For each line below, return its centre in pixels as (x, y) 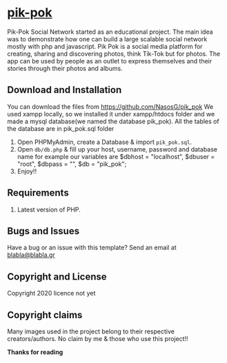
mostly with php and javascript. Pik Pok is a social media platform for (105, 46)
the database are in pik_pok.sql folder (61, 128)
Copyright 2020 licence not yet (51, 293)
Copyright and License (57, 277)
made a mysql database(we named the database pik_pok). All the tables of (113, 121)
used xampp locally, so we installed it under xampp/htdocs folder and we (111, 114)
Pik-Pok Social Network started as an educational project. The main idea (110, 32)
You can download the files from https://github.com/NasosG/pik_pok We (110, 106)
